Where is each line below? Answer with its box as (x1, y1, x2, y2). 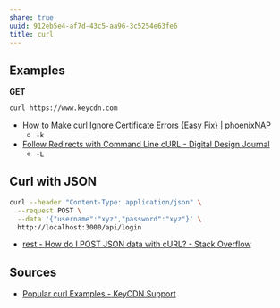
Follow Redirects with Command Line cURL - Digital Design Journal (21, 139, 270, 150)
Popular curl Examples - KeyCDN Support (21, 288, 176, 299)
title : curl (9, 29, 54, 38)
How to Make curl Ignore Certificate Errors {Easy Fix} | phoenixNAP (21, 120, 271, 130)
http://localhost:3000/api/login (17, 222, 142, 232)
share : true (9, 12, 54, 22)
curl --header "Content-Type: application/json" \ (9, 197, 202, 206)
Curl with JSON (9, 174, 97, 189)
